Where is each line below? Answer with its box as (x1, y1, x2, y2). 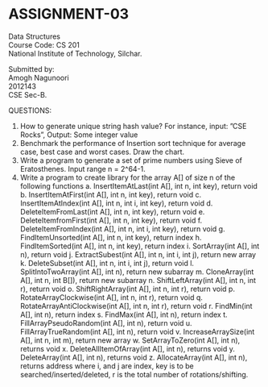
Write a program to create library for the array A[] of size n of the (19, 173, 236, 182)
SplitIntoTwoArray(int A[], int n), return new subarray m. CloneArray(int (19, 267, 254, 277)
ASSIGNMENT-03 (8, 5, 130, 23)
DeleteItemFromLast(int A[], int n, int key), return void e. (19, 206, 205, 216)
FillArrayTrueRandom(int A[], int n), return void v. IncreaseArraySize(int (19, 327, 255, 336)
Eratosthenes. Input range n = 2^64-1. (19, 164, 146, 173)
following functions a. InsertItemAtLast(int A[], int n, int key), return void (19, 181, 258, 190)
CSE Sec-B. (8, 89, 47, 99)
